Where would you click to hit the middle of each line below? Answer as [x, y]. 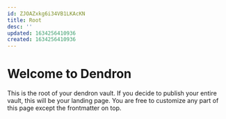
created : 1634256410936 [42, 40]
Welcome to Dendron [70, 74]
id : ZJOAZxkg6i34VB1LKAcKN [46, 14]
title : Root [24, 20]
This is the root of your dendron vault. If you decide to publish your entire [112, 93]
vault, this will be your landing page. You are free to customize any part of [113, 101]
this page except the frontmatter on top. [64, 108]
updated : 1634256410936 [42, 33]
